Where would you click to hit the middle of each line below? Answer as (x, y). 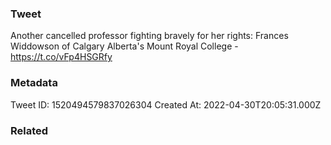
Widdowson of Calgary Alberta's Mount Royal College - (124, 46)
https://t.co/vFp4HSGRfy (61, 57)
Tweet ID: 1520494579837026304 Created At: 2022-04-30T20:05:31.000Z (166, 104)
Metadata (34, 83)
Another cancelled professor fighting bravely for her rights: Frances (149, 36)
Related (29, 130)
